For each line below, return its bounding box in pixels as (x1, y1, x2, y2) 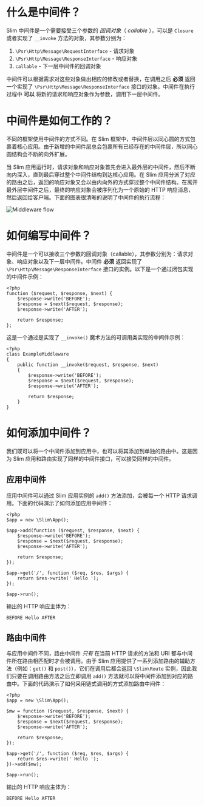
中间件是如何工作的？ (6, 114, 114, 128)
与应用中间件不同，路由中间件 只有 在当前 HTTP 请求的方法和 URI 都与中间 (6, 650, 193, 657)
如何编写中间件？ (6, 229, 92, 243)
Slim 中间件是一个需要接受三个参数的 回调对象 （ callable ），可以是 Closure (6, 27, 194, 34)
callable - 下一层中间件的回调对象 (15, 62, 101, 70)
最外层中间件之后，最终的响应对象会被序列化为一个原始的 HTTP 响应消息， (6, 186, 194, 193)
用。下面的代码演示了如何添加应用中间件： (6, 499, 113, 507)
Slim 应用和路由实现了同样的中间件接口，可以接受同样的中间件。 (13, 455, 174, 462)
